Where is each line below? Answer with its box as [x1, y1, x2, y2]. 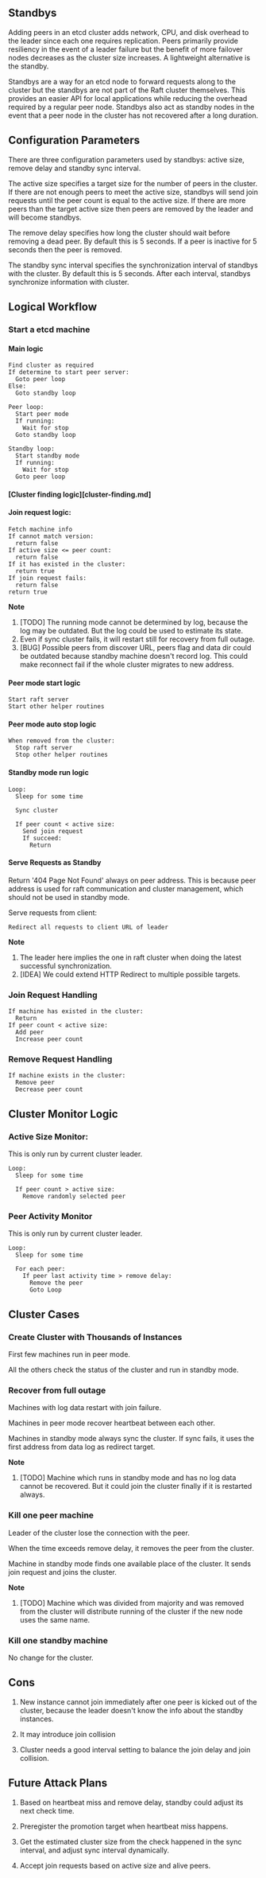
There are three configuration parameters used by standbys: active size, [8, 154, 245, 164]
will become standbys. [8, 212, 82, 222]
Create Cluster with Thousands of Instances [8, 1331, 183, 1342]
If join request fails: [8, 574, 87, 582]
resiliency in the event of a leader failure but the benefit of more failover [8, 44, 244, 54]
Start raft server [8, 695, 69, 703]
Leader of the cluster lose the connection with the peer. [8, 1528, 191, 1537]
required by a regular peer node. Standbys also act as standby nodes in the [8, 102, 255, 111]
